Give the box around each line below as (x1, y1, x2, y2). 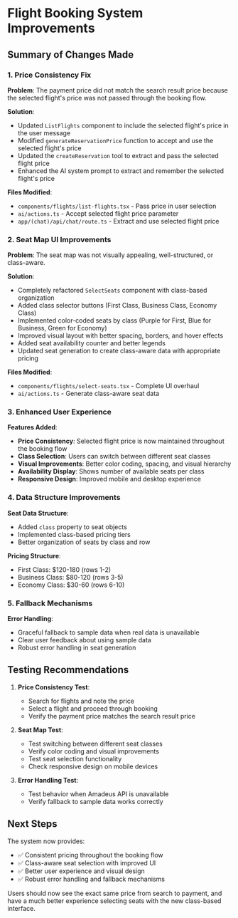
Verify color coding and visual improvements (28, 746, 160, 756)
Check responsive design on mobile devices (28, 762, 158, 771)
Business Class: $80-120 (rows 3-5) (17, 573, 124, 581)
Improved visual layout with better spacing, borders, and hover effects (17, 331, 224, 340)
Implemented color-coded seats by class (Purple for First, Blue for (17, 316, 212, 325)
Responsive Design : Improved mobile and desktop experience (17, 475, 201, 484)
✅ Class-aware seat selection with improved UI (17, 858, 156, 867)
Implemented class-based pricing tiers (17, 530, 131, 538)
